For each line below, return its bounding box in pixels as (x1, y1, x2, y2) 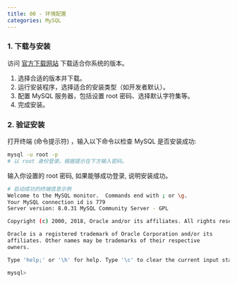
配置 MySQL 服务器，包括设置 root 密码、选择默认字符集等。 (17, 91, 194, 100)
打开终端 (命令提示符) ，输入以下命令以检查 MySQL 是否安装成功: (7, 137, 197, 145)
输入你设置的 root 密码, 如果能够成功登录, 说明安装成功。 (7, 171, 172, 180)
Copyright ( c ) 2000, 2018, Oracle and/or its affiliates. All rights (7, 218, 217, 225)
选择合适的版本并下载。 (17, 73, 86, 82)
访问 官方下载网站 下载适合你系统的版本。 (7, 59, 128, 67)
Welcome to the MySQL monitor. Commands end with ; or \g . (7, 192, 188, 199)
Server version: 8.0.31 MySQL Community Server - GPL (7, 205, 169, 212)
